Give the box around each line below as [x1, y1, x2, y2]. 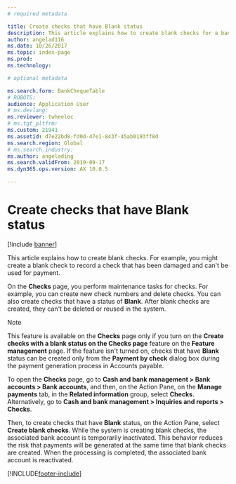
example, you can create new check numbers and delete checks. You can [7, 289, 221, 298]
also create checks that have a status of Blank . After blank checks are [7, 297, 210, 305]
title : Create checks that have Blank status [7, 22, 143, 30]
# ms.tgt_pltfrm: [7, 120, 58, 127]
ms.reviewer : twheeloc [7, 114, 74, 121]
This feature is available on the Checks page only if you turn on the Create [7, 331, 224, 340]
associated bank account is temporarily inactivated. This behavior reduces [7, 433, 223, 442]
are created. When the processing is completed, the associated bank [7, 448, 207, 457]
